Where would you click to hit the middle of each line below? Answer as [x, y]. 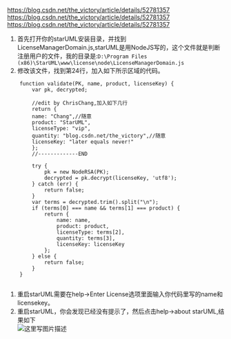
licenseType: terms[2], [91, 232]
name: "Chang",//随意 [62, 116]
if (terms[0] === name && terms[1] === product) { [106, 208]
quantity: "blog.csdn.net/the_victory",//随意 [99, 136]
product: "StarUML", [61, 123]
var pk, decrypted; [60, 90]
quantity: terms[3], [86, 238]
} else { [44, 256]
